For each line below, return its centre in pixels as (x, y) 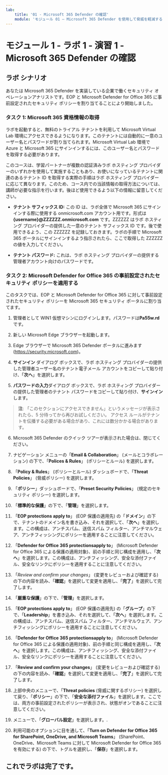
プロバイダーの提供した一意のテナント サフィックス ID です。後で (90, 225)
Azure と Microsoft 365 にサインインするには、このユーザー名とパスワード (83, 148)
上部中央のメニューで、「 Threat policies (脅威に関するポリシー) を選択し (87, 690)
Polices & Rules (65, 461)
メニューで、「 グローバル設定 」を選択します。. (60, 719)
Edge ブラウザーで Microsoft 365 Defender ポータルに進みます (77, 345)
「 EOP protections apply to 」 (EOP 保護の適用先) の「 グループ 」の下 (84, 608)
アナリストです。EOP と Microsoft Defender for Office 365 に (95, 97)
